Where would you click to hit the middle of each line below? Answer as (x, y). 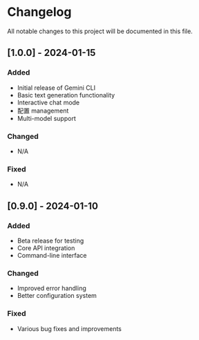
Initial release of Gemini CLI (56, 88)
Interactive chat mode (48, 102)
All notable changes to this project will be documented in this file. (100, 31)
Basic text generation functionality (66, 95)
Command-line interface (52, 255)
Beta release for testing (50, 240)
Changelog (39, 12)
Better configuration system (57, 296)
